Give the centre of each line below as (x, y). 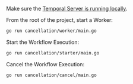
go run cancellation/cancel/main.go (51, 75)
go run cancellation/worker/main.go (51, 31)
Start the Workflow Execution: (43, 42)
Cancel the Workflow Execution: (45, 64)
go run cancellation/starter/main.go (53, 53)
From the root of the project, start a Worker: (59, 20)
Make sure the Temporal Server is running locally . (67, 9)
